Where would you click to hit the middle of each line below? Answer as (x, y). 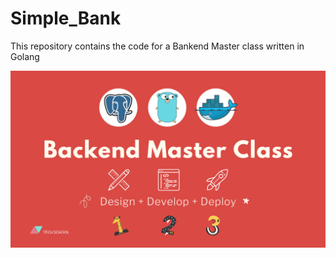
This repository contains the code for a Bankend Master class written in (157, 46)
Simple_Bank (66, 18)
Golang (25, 56)
